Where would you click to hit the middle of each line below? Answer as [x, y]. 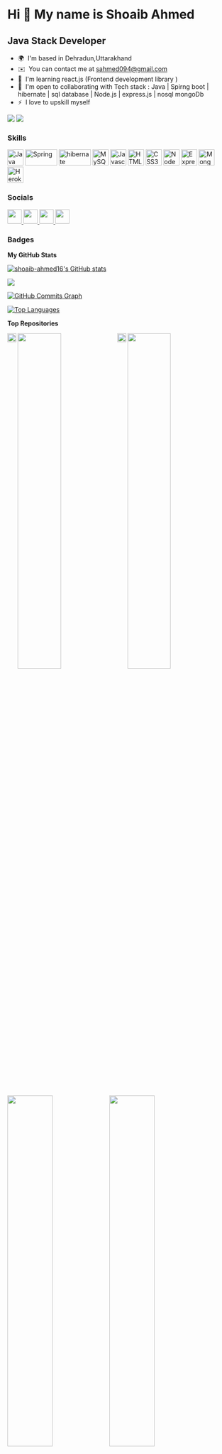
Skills [17, 138]
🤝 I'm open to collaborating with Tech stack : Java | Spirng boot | [113, 87]
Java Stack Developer [57, 41]
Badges [21, 239]
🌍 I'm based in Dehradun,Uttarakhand [75, 58]
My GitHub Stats [32, 254]
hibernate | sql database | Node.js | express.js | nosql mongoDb [111, 94]
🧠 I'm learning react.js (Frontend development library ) [98, 79]
